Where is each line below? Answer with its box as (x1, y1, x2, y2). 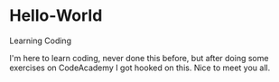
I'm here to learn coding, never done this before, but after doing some (9, 52, 269, 63)
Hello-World (9, 5, 103, 26)
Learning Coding (9, 35, 72, 46)
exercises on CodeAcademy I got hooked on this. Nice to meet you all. (9, 62, 271, 73)
